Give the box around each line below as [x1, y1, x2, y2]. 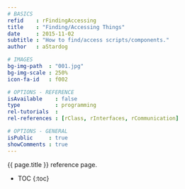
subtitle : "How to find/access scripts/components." [7, 37, 170, 44]
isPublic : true [7, 134, 69, 142]
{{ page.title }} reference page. [7, 160, 98, 168]
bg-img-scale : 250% [7, 69, 69, 76]
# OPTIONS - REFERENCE [7, 88, 74, 96]
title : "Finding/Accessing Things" [7, 23, 125, 30]
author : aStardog [7, 43, 69, 50]
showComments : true [7, 141, 69, 148]
